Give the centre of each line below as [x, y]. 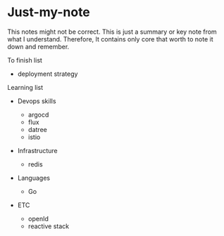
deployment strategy [48, 74]
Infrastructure [37, 150]
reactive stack [49, 226]
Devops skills [37, 101]
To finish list [25, 60]
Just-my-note [49, 12]
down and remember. [38, 46]
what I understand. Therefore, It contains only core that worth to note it [110, 39]
